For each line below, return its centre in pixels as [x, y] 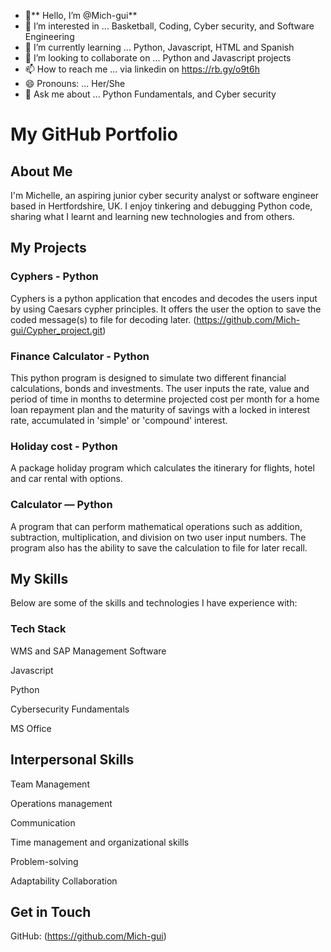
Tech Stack [38, 629]
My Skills [39, 578]
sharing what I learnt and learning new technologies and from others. [152, 216]
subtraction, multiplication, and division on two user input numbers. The [158, 537]
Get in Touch [51, 911]
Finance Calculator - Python [80, 356]
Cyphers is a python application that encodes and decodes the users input [164, 298]
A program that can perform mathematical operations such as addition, [156, 526]
